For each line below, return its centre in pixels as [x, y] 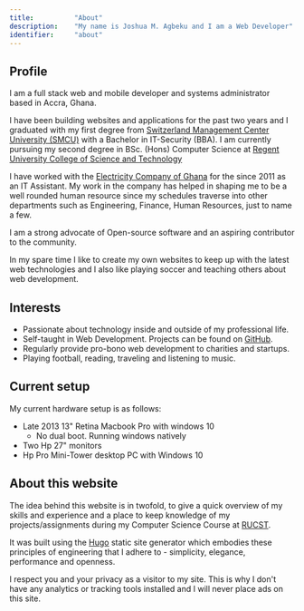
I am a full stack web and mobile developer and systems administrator [140, 93]
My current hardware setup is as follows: [85, 408]
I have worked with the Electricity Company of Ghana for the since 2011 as [148, 177]
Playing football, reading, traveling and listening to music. [129, 358]
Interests [35, 308]
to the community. [43, 242]
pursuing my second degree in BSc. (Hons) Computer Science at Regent [144, 150]
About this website [64, 484]
